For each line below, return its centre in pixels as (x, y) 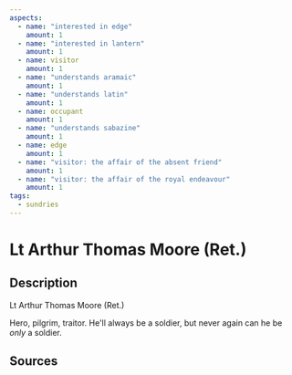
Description (43, 283)
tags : (20, 196)
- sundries (38, 205)
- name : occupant (51, 111)
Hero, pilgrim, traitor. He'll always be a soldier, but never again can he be (146, 323)
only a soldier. (36, 332)
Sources (34, 361)
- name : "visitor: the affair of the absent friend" (120, 162)
